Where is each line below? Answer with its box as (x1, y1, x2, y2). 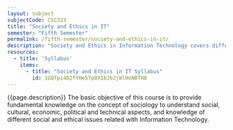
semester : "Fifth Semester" (7, 29, 89, 37)
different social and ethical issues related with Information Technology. (7, 115, 209, 124)
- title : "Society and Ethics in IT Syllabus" (25, 68, 163, 75)
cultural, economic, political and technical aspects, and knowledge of (7, 108, 205, 116)
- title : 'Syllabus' (13, 55, 73, 62)
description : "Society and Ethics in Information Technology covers (7, 42, 209, 49)
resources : (7, 49, 39, 56)
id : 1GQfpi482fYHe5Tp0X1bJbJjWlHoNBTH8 (32, 74, 148, 82)
